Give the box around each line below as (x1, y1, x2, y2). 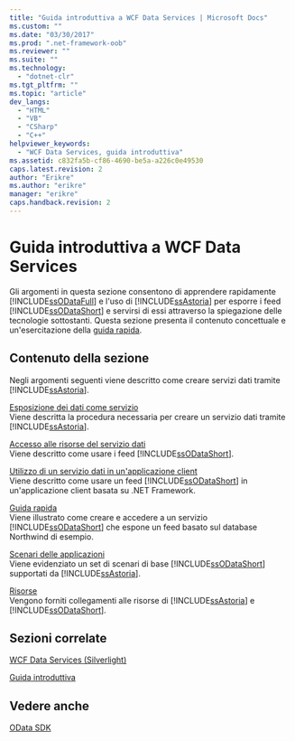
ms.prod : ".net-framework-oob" (9, 38, 127, 48)
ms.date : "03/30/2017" (9, 30, 95, 39)
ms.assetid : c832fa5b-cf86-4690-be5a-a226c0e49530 (9, 155, 204, 165)
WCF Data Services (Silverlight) (9, 654, 127, 665)
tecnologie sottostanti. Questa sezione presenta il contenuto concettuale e (9, 314, 286, 325)
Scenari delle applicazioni (9, 549, 106, 559)
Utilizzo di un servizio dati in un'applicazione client (9, 465, 198, 476)
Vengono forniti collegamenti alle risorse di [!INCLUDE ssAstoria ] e (9, 595, 255, 605)
